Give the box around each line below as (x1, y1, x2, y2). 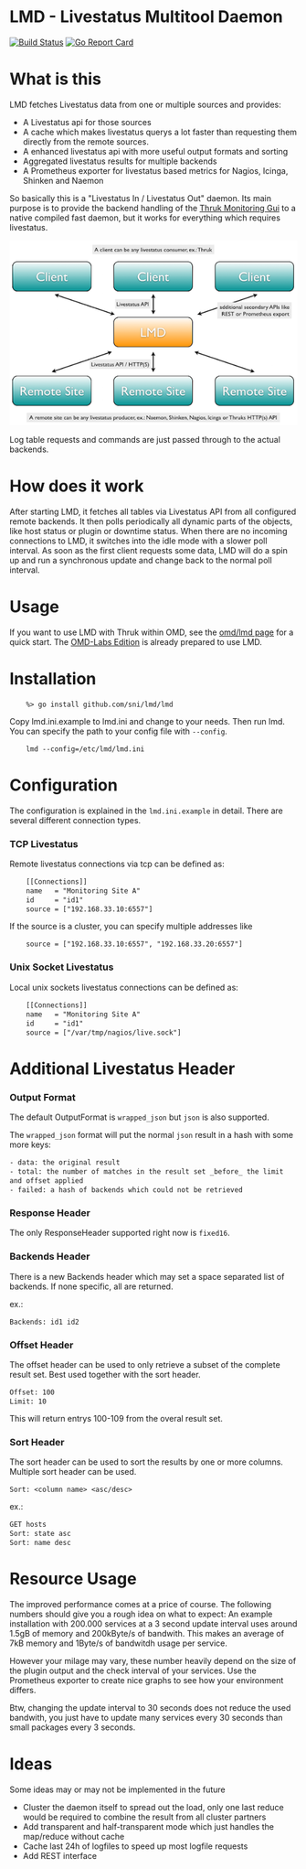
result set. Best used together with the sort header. (9, 1369, 201, 1380)
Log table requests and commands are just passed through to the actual (9, 435, 281, 446)
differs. (9, 1685, 37, 1696)
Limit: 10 (9, 1397, 47, 1406)
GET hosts (9, 1520, 47, 1530)
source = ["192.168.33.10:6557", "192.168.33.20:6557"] (26, 940, 244, 949)
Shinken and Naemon (22, 175, 104, 186)
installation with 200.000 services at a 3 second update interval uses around (9, 1618, 298, 1629)
